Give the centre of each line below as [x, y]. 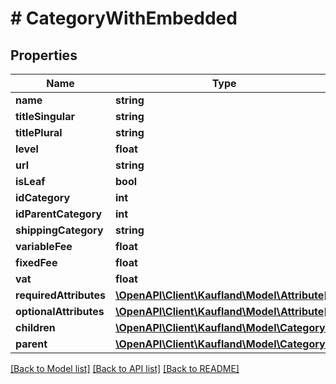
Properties [44, 55]
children [35, 327]
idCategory [43, 197]
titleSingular [45, 116]
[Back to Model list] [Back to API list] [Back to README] [125, 368]
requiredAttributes [60, 295]
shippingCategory [59, 230]
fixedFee [36, 262]
